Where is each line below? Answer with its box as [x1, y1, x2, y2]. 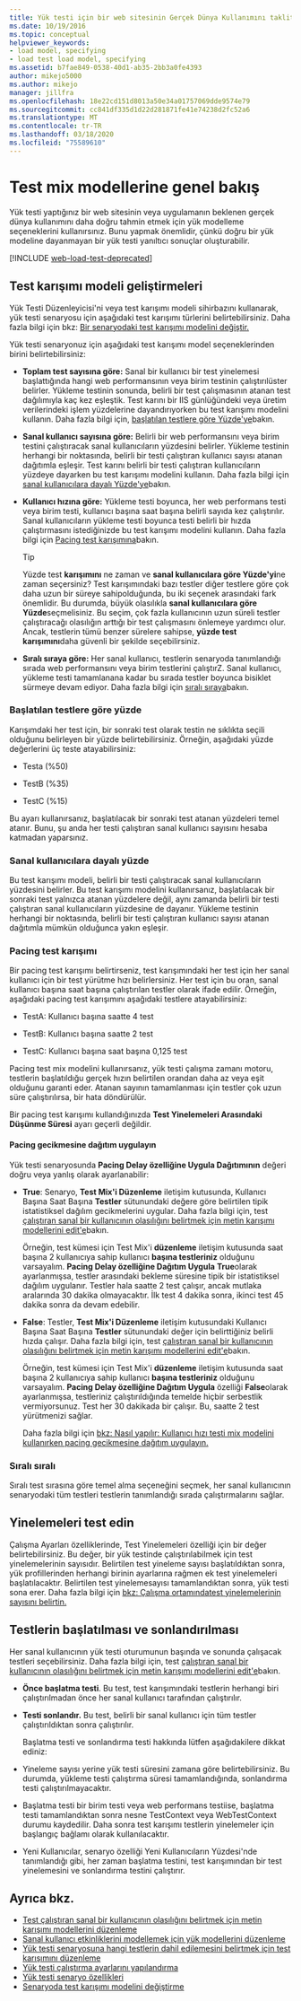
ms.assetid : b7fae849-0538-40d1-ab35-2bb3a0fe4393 [9, 64, 202, 73]
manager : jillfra [9, 88, 74, 97]
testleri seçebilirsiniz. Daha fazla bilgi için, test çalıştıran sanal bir [9, 1656, 249, 1666]
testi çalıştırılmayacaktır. [21, 1782, 112, 1793]
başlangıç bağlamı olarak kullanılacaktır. [21, 1828, 170, 1839]
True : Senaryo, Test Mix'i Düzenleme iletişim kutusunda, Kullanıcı [21, 1186, 267, 1197]
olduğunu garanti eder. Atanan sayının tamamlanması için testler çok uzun [9, 1082, 282, 1093]
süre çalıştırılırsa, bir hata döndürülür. [9, 1092, 147, 1103]
